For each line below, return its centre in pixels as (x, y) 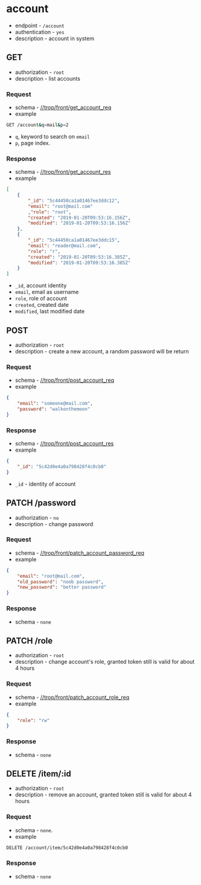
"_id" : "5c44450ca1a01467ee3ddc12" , (74, 201)
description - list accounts (47, 78)
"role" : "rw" (33, 720)
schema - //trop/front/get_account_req (63, 107)
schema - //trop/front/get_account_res (63, 172)
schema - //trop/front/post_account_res (64, 444)
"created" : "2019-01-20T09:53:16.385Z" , (79, 257)
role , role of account (41, 298)
